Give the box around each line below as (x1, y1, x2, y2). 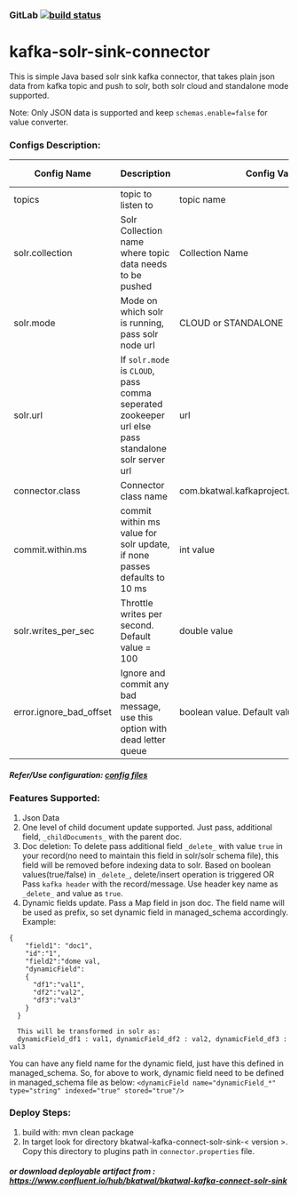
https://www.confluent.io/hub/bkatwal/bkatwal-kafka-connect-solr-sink (9, 1175, 288, 1186)
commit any (120, 678, 169, 691)
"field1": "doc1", (25, 941, 93, 950)
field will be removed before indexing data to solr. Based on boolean (21, 859, 271, 870)
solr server (120, 453, 166, 466)
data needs (120, 258, 168, 270)
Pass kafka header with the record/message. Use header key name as (21, 878, 278, 889)
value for (120, 527, 158, 540)
